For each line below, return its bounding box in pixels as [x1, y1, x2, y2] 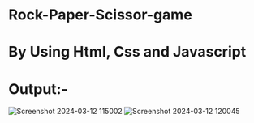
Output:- [8, 79, 69, 98]
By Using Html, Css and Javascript [8, 43, 247, 61]
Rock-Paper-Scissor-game [8, 6, 192, 24]
